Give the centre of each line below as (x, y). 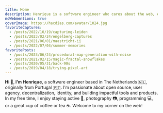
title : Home (17, 9)
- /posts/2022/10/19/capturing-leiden (49, 32)
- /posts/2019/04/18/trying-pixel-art (49, 68)
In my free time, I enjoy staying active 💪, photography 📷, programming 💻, (79, 98)
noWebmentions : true (26, 18)
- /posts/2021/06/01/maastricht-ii (45, 41)
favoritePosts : (20, 50)
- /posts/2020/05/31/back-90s (40, 64)
